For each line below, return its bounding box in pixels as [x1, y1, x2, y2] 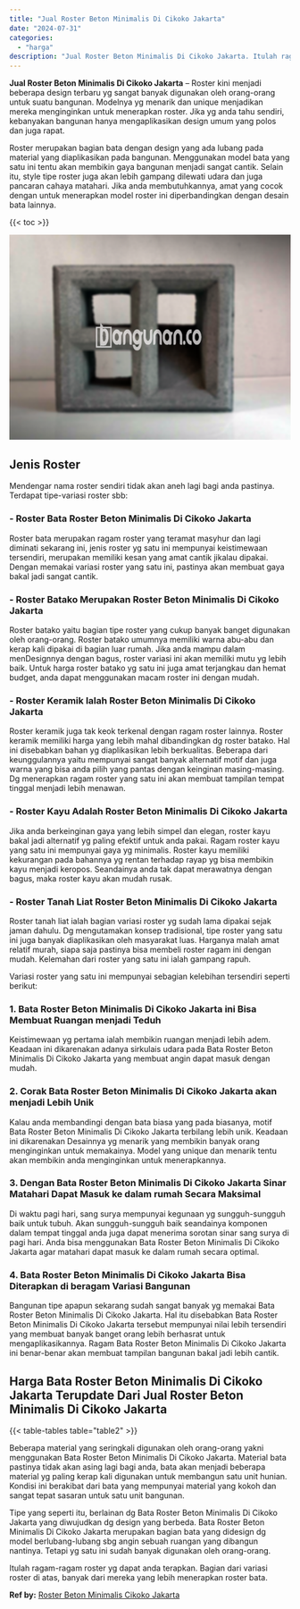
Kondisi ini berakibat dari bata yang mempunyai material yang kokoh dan [9, 1480, 277, 1491]
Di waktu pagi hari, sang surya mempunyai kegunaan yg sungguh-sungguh [9, 1208, 286, 1219]
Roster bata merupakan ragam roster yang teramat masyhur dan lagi [9, 533, 262, 543]
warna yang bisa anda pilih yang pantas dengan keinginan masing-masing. [9, 764, 285, 775]
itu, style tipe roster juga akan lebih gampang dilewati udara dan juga [9, 171, 263, 182]
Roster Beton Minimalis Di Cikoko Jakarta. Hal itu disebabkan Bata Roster [9, 1310, 279, 1320]
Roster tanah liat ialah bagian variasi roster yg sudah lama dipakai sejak [9, 915, 272, 926]
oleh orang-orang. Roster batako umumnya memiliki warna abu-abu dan [9, 635, 274, 645]
